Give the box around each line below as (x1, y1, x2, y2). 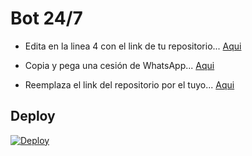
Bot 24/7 (10, 7, 83, 30)
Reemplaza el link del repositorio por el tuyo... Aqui (24, 78, 235, 91)
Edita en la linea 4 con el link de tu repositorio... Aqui (24, 40, 242, 52)
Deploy (10, 108, 56, 125)
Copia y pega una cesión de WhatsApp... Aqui (24, 59, 215, 71)
